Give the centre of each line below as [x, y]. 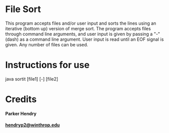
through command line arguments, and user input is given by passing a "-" [83, 34]
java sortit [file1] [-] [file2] [32, 79]
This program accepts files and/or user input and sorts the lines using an [81, 23]
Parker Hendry [21, 113]
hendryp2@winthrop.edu [33, 125]
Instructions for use [47, 65]
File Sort [23, 9]
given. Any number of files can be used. [47, 44]
